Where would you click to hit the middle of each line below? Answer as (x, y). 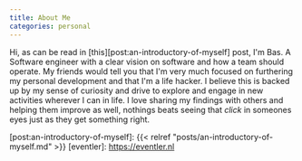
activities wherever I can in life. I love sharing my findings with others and (146, 99)
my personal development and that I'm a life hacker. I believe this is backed (150, 80)
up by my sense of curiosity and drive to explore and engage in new (136, 90)
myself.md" (31, 147)
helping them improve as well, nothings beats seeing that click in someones (151, 109)
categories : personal (50, 26)
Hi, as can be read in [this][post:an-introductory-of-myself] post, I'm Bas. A (151, 52)
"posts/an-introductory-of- (223, 137)
